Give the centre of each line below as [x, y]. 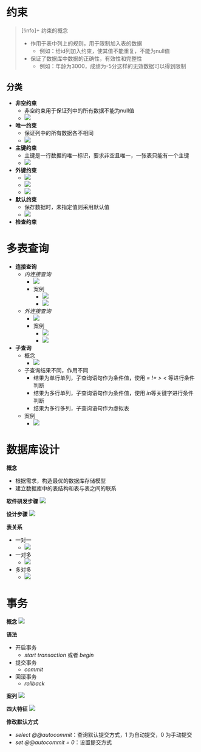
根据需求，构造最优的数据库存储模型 [60, 480]
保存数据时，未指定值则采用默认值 [67, 207]
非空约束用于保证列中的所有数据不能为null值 [79, 111]
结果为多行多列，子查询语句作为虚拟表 [81, 408]
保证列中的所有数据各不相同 [59, 133]
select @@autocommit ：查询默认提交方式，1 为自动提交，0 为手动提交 [104, 734]
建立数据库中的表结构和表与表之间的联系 [66, 488]
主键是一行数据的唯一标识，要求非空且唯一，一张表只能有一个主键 [107, 155]
